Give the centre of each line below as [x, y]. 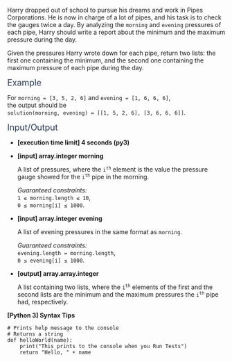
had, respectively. [43, 302]
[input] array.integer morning [60, 156]
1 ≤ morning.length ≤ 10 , [54, 198]
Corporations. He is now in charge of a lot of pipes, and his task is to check [114, 17]
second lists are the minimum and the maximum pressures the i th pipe [118, 294]
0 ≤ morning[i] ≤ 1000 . [51, 205]
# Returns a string [35, 334]
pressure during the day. [42, 40]
